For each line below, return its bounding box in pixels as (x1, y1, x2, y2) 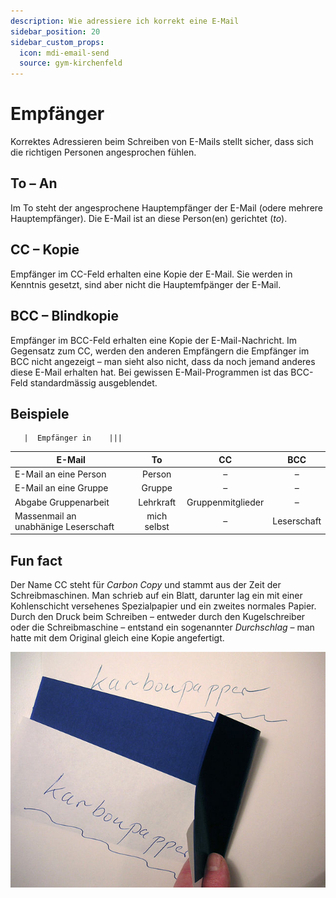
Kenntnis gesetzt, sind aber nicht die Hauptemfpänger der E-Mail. (10, 278, 282, 290)
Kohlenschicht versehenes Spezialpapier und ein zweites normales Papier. (10, 600, 317, 612)
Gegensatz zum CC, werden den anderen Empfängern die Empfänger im (10, 345, 310, 357)
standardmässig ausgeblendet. (29, 376, 158, 389)
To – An (10, 175, 58, 192)
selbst (144, 520, 170, 532)
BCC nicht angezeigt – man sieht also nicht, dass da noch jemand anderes (10, 355, 316, 367)
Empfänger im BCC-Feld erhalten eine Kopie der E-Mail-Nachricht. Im (10, 334, 298, 346)
